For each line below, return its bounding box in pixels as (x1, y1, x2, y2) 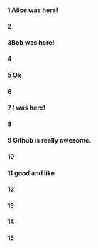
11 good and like (7, 168, 55, 177)
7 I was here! (7, 103, 46, 112)
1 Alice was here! (7, 6, 58, 14)
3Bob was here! (7, 38, 55, 46)
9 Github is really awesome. (7, 136, 92, 145)
